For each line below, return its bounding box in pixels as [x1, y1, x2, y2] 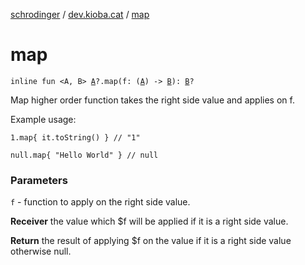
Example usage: [10, 113, 77, 125]
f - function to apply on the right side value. [10, 196, 191, 208]
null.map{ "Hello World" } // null [10, 150, 159, 160]
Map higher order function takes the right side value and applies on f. [10, 94, 295, 106]
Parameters [10, 173, 68, 187]
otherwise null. [10, 245, 72, 258]
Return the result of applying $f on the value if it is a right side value [10, 235, 292, 247]
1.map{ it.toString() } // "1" [10, 132, 141, 143]
